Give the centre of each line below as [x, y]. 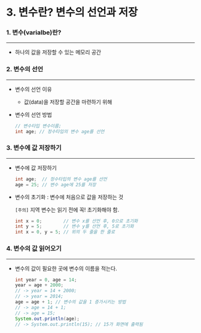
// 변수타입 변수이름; [38, 126]
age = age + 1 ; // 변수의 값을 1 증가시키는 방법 [70, 302]
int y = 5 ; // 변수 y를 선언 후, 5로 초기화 [74, 226]
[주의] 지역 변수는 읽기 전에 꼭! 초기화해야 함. [67, 210]
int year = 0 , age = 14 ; [46, 280]
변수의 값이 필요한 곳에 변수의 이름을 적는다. [66, 268]
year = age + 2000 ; [39, 285]
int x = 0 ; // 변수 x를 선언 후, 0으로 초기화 [76, 221]
